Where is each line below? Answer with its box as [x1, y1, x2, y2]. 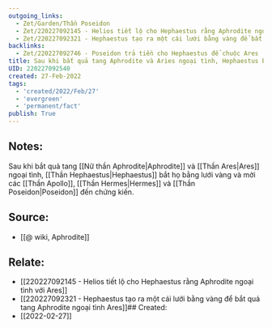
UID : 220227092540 [8, 65, 70, 73]
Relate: [8, 256, 45, 270]
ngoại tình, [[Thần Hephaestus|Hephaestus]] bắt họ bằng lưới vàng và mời [8, 169, 257, 179]
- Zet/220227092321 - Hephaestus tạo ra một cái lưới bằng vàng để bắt [15, 34, 263, 43]
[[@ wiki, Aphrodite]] [19, 232, 90, 241]
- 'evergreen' [15, 95, 63, 103]
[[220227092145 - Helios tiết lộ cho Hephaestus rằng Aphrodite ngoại [19, 277, 254, 287]
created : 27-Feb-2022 [8, 72, 82, 80]
